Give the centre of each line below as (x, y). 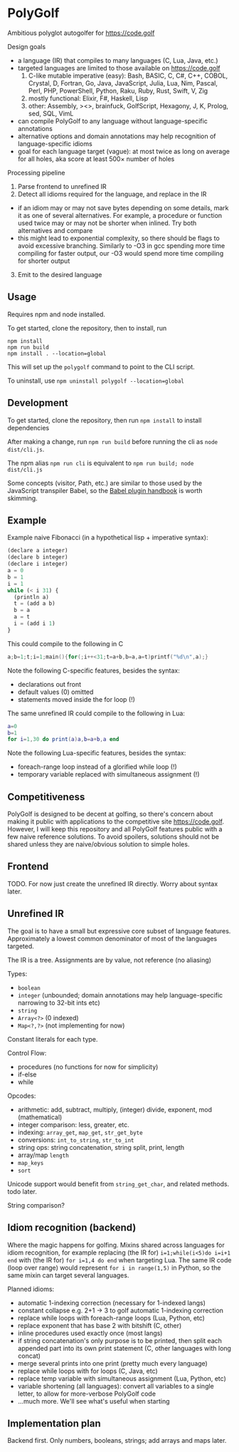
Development (38, 403)
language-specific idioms (55, 143)
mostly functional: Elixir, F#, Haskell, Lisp (88, 98)
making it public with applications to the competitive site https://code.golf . (116, 821)
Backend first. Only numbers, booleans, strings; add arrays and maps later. (117, 1441)
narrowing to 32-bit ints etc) (59, 1002)
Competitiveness (46, 797)
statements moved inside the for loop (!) (76, 699)
